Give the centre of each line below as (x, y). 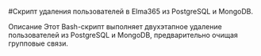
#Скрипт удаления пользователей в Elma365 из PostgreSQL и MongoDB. (131, 11)
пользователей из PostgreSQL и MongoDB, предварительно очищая (123, 35)
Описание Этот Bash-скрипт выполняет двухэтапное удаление (115, 26)
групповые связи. (38, 43)
